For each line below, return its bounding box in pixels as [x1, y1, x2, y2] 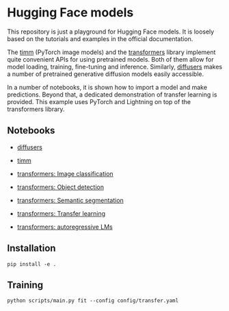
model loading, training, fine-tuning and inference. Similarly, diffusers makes [7, 62, 223, 71]
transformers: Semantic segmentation [16, 196, 124, 204]
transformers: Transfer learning [16, 209, 106, 217]
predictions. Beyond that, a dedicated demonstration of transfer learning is [7, 90, 217, 99]
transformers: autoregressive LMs [16, 223, 113, 231]
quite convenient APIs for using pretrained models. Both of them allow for [7, 55, 214, 63]
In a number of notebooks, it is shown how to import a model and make [7, 83, 207, 91]
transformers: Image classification [16, 169, 114, 177]
